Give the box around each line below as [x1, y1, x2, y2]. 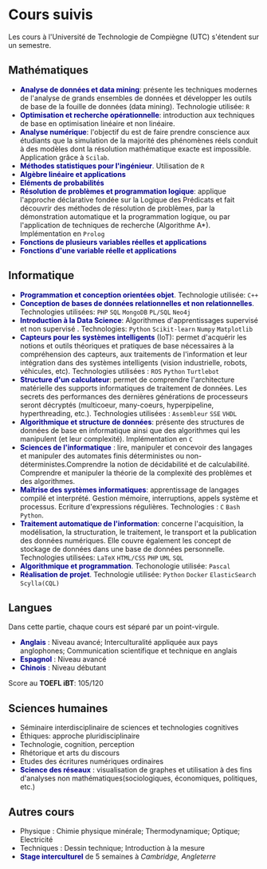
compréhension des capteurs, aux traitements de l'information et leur [19, 349, 248, 359]
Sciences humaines [8, 702, 108, 715]
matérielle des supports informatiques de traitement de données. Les [19, 383, 247, 392]
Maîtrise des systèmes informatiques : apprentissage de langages [19, 485, 240, 494]
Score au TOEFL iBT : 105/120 [8, 678, 104, 688]
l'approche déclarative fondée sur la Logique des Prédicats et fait [19, 195, 235, 204]
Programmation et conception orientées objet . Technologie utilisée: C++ [19, 289, 259, 300]
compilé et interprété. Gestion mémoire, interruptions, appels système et [19, 493, 259, 503]
